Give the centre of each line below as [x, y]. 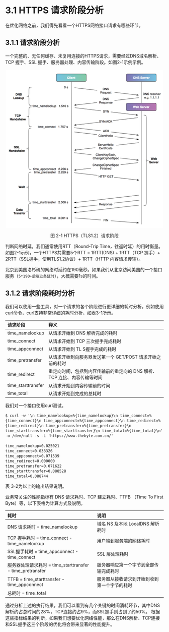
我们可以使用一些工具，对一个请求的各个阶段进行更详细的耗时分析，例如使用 [84, 306]
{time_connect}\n [23, 421]
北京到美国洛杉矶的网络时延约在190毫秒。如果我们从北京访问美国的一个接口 [84, 269]
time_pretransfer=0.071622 [33, 466]
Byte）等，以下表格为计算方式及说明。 [45, 503]
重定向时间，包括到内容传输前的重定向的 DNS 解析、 [103, 371]
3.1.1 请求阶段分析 [32, 43]
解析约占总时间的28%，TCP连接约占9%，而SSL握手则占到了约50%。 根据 [82, 611]
